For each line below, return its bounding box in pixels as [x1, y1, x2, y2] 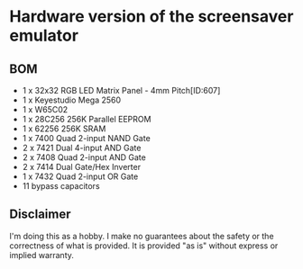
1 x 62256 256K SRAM [22, 123, 106, 134]
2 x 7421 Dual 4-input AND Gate [22, 142, 142, 153]
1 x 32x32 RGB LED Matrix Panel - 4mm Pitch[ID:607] [22, 85, 221, 95]
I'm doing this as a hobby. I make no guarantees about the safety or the [9, 230, 274, 241]
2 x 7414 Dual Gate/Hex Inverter [22, 162, 142, 172]
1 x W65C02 [22, 104, 69, 114]
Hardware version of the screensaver [9, 6, 294, 27]
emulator [9, 25, 79, 46]
